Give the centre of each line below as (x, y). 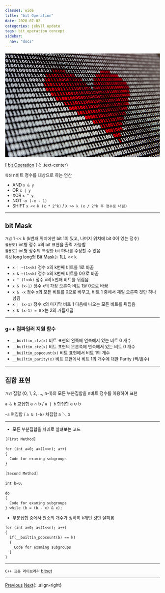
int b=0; (14, 483)
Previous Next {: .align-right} (34, 585)
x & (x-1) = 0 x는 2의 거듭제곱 (43, 310)
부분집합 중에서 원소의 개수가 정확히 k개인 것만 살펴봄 (63, 518)
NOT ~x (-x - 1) (30, 200)
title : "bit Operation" (29, 15)
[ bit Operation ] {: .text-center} (37, 165)
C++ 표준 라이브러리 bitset (29, 571)
